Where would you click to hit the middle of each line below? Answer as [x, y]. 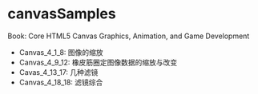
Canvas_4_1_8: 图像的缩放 [61, 52]
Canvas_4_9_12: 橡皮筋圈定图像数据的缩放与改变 [98, 62]
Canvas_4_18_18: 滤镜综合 [61, 82]
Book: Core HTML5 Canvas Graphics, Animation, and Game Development [129, 36]
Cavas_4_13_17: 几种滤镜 [58, 72]
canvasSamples [62, 14]
